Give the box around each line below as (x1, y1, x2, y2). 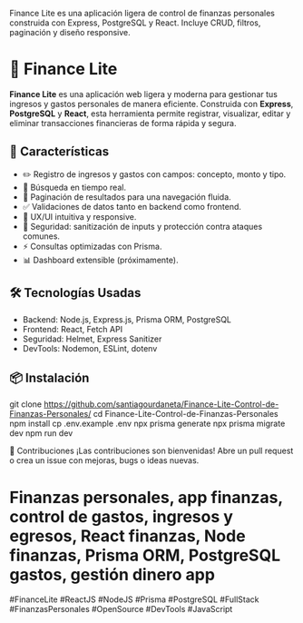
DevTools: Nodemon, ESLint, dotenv (22, 342, 158, 353)
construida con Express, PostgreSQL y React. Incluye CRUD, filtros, (9, 17, 261, 28)
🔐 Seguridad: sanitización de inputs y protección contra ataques (22, 221, 263, 232)
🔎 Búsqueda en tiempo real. (22, 182, 127, 193)
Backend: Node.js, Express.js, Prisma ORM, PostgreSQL (22, 313, 232, 325)
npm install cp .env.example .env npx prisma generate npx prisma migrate (9, 418, 286, 430)
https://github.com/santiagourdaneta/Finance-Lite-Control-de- (44, 399, 279, 410)
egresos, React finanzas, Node (9, 526, 247, 546)
